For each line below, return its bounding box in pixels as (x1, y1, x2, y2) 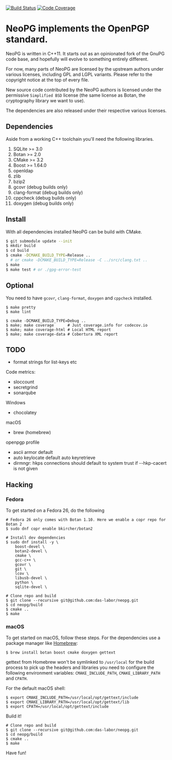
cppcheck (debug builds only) (13, 194, 77, 201)
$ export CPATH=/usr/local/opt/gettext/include (6, 704, 109, 709)
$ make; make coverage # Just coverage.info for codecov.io (6, 322, 148, 328)
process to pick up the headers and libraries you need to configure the (6, 664, 155, 670)
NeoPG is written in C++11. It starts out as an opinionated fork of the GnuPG (6, 50, 165, 56)
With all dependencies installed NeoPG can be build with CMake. (6, 228, 142, 235)
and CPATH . (6, 676, 28, 682)
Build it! (6, 713, 22, 719)
